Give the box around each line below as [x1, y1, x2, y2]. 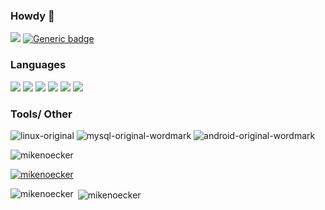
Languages [10, 58, 67, 72]
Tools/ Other [10, 107, 73, 121]
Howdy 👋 [10, 9, 55, 23]
